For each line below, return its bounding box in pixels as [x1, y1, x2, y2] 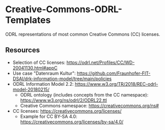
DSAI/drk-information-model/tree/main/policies [12, 75, 112, 82]
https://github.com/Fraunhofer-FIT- [77, 70, 151, 76]
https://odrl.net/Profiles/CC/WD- [67, 59, 135, 66]
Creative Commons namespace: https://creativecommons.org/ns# [20, 103, 159, 109]
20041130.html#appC [12, 64, 57, 71]
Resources [5, 46, 40, 54]
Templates [5, 14, 51, 26]
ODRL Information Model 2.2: [12, 81, 74, 87]
